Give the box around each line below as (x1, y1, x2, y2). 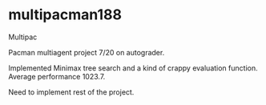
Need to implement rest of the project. (8, 87, 135, 97)
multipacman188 (8, 6, 123, 24)
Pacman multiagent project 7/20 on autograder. (8, 47, 165, 57)
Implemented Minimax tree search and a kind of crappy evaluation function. (8, 63, 258, 73)
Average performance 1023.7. (8, 71, 106, 81)
